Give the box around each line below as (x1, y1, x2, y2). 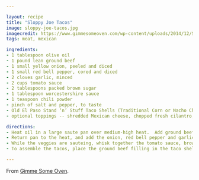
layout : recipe (6, 14, 44, 20)
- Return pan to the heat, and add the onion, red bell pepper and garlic (6, 135, 195, 141)
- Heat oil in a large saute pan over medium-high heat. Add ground (6, 129, 182, 135)
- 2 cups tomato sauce (6, 80, 62, 86)
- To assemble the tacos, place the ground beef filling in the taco (6, 146, 182, 152)
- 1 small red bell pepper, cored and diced (6, 69, 118, 75)
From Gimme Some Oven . (6, 167, 69, 174)
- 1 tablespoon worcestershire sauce (6, 91, 99, 97)
